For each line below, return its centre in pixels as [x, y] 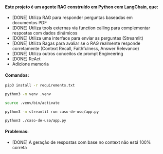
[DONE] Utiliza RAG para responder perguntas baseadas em [72, 17]
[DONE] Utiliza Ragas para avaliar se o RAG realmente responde [76, 43]
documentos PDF [29, 23]
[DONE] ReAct [26, 59]
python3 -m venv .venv [28, 94]
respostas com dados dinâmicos [45, 33]
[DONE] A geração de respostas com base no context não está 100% [81, 142]
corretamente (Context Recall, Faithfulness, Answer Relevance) [76, 49]
